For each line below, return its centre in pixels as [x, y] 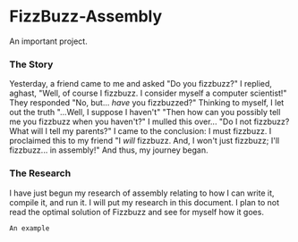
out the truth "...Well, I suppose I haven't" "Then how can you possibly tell [145, 113]
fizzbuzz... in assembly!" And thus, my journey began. [109, 150]
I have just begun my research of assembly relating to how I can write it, [142, 193]
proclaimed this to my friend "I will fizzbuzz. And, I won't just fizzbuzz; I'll [145, 141]
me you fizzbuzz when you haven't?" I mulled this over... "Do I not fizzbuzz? [149, 121]
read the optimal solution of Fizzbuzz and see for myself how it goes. [136, 212]
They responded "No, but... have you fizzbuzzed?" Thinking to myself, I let [147, 103]
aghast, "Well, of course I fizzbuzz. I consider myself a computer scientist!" [148, 93]
